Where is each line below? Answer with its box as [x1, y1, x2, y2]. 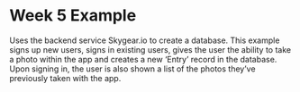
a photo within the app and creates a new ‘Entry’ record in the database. [9, 54, 277, 64]
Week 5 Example [9, 5, 137, 26]
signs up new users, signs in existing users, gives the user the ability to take [9, 44, 291, 54]
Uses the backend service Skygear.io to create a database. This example [9, 35, 280, 46]
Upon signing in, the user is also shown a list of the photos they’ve [9, 63, 256, 74]
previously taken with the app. [9, 72, 122, 83]
